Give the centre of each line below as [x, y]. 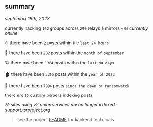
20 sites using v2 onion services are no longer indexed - [62, 104]
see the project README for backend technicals [65, 119]
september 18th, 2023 [27, 18]
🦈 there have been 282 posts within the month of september [64, 53]
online [11, 33]
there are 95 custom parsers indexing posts [49, 95]
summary [20, 7]
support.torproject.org [27, 110]
